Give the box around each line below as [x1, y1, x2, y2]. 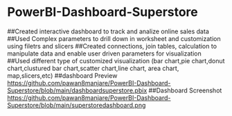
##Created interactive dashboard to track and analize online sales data [7, 27, 209, 35]
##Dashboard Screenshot [148, 86, 222, 94]
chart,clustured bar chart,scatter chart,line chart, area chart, [7, 64, 179, 72]
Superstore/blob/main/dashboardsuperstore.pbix [7, 86, 148, 94]
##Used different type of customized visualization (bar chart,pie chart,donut [7, 56, 225, 65]
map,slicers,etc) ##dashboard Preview [7, 71, 118, 80]
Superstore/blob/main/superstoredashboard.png [7, 101, 146, 109]
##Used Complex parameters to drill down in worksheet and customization [7, 34, 221, 42]
